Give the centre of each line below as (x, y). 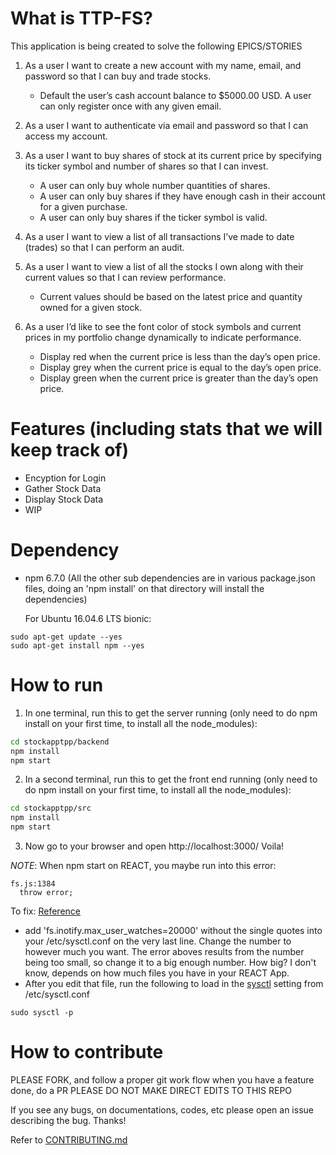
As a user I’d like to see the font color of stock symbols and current (163, 326)
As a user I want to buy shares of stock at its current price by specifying (173, 155)
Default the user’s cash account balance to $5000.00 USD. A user (175, 95)
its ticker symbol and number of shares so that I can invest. (146, 166)
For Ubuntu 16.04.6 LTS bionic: (88, 618)
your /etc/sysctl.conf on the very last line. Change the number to (158, 941)
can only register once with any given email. (130, 106)
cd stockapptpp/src (51, 808)
